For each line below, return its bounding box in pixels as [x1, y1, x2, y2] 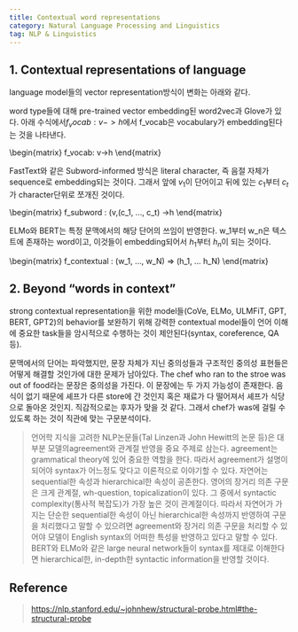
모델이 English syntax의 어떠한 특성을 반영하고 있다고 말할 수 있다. [47, 532, 278, 542]
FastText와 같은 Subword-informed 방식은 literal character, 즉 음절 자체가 [9, 165, 270, 176]
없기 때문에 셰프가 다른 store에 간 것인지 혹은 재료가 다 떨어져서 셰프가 [25, 391, 269, 402]
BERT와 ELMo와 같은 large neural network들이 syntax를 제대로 [30, 542, 255, 554]
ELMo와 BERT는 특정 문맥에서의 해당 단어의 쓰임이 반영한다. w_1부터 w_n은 [9, 225, 271, 236]
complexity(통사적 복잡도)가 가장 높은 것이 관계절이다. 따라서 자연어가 [30, 498, 273, 510]
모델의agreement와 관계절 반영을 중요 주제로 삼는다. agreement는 [47, 443, 278, 454]
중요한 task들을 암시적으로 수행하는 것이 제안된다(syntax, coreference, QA [18, 328, 279, 339]
